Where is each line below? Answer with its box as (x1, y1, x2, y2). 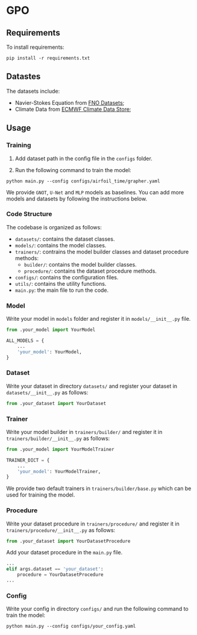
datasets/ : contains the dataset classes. (14, 235, 115, 243)
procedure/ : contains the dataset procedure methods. (23, 267, 157, 274)
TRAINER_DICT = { (6, 457, 50, 463)
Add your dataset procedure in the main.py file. (6, 549, 123, 556)
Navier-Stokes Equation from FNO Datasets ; (14, 99, 125, 106)
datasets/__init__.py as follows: (6, 389, 89, 396)
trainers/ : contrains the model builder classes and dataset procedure (14, 248, 189, 255)
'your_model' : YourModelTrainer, (17, 468, 101, 474)
